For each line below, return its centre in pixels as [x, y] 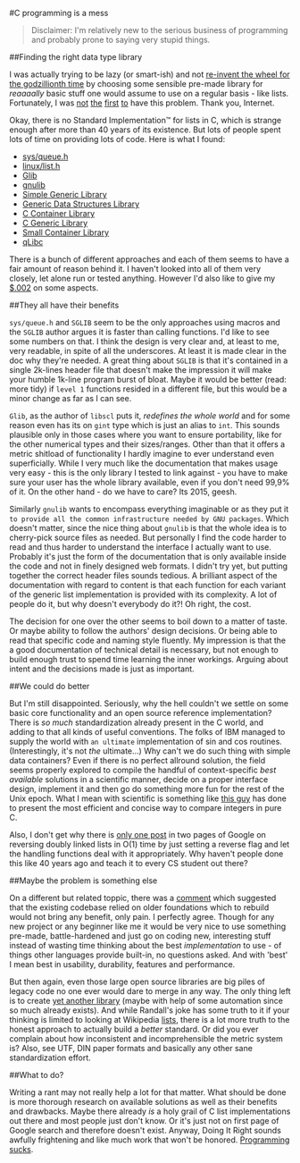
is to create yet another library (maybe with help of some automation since [146, 1001]
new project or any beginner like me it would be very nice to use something [148, 926]
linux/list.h [41, 166]
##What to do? [37, 1075]
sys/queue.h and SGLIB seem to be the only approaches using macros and [145, 322]
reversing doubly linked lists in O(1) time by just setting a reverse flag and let [150, 844]
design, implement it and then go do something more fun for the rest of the [147, 789]
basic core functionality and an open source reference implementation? [141, 713]
